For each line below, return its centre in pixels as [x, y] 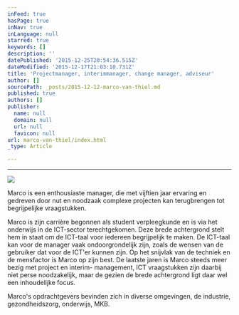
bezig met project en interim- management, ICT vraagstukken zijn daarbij [115, 267]
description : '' [31, 54]
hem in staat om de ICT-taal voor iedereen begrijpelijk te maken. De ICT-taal [119, 237]
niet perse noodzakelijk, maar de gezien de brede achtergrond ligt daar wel [117, 275]
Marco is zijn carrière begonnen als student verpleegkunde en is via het [113, 222]
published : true [31, 93]
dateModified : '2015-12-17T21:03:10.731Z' [71, 67]
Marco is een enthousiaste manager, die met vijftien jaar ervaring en [107, 193]
